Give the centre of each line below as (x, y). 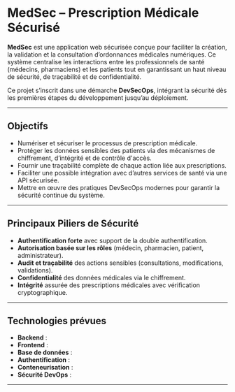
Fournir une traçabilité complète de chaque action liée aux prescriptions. (122, 165)
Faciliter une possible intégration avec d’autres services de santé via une (122, 173)
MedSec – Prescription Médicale (103, 13)
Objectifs (28, 126)
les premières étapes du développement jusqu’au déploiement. (98, 97)
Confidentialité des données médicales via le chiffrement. (101, 277)
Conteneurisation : (45, 368)
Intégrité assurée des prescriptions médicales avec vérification (109, 285)
